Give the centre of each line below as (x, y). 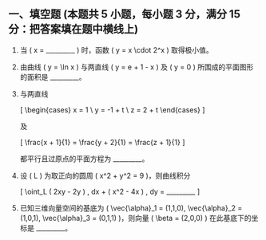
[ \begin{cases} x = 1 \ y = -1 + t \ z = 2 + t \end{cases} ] (112, 109)
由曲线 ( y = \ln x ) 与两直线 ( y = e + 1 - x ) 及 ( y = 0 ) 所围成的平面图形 (137, 67)
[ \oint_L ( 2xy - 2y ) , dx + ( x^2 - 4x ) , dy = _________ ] (110, 191)
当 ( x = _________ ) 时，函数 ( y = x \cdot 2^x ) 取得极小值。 (116, 49)
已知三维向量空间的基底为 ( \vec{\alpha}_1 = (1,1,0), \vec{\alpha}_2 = (131, 208)
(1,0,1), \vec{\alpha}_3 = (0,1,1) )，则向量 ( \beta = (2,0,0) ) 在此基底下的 (135, 218)
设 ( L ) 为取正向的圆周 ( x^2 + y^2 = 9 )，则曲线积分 (105, 175)
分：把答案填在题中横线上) (73, 29)
